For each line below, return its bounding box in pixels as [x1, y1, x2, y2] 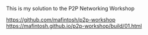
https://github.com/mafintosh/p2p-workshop [6, 16, 115, 23]
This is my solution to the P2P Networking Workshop [6, 5, 135, 12]
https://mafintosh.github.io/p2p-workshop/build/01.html [6, 23, 142, 29]
